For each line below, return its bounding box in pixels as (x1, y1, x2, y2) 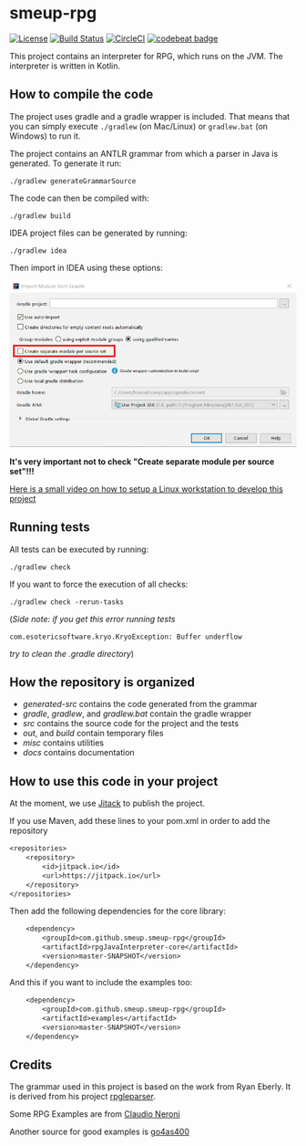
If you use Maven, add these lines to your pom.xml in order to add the (9, 816, 270, 827)
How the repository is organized (9, 674, 196, 690)
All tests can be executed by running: (9, 544, 149, 555)
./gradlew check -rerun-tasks (9, 597, 125, 607)
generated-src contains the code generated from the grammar (22, 699, 258, 710)
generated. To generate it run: (9, 158, 122, 169)
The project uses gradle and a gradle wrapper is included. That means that (9, 110, 291, 121)
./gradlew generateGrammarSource (9, 176, 137, 185)
